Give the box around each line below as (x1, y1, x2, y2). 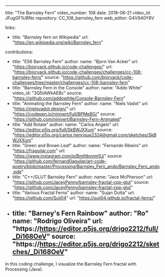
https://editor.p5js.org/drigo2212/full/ (39, 225, 159, 233)
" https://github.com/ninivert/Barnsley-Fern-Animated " (12, 117, 122, 122)
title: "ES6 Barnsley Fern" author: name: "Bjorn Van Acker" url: (12, 59, 138, 64)
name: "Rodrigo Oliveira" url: (12, 217, 103, 225)
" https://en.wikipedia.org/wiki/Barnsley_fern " (12, 40, 103, 45)
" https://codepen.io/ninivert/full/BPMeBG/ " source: (12, 111, 116, 117)
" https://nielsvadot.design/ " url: (12, 106, 76, 112)
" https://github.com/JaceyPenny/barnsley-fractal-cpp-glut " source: (12, 179, 150, 185)
